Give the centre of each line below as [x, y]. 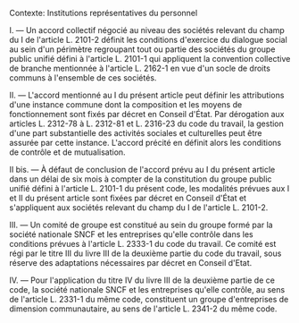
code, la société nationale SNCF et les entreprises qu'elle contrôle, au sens [147, 289]
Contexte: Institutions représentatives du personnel [104, 13]
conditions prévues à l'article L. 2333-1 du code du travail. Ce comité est [143, 244]
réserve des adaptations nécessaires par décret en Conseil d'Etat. [131, 263]
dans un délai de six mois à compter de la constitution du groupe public [141, 179]
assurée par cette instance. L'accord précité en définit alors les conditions [145, 143]
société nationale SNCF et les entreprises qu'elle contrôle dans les [132, 234]
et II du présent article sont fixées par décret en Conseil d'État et [128, 198]
